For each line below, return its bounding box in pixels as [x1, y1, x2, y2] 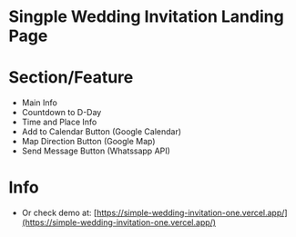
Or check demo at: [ [21, 207, 97, 219]
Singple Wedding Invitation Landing [8, 6, 284, 27]
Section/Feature [8, 67, 134, 88]
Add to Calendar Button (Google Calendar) [21, 126, 182, 137]
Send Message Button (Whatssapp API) [21, 145, 170, 156]
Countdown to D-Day [21, 107, 102, 118]
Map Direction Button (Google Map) [21, 136, 156, 147]
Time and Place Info [21, 116, 97, 128]
